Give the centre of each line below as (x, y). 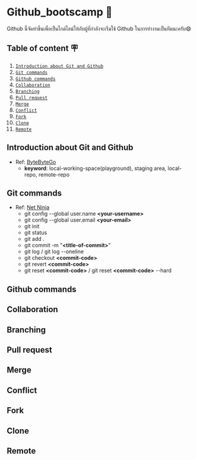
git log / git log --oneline (54, 251)
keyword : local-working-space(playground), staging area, (95, 168)
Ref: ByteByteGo (36, 162)
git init (32, 226)
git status (36, 233)
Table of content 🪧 (43, 48)
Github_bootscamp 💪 (60, 12)
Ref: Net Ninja (32, 207)
